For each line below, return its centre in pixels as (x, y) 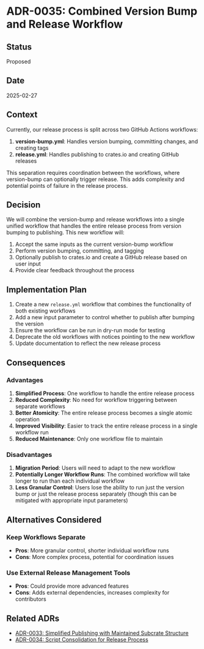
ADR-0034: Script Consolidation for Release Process (82, 640)
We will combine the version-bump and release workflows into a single (95, 220)
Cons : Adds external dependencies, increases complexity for (92, 593)
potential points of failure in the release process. (67, 185)
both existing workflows (45, 311)
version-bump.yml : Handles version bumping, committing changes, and (107, 141)
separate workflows (40, 406)
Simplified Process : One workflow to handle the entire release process (105, 393)
